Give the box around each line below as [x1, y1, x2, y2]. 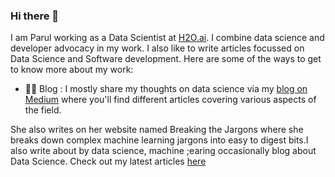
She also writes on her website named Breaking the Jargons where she [10, 124, 304, 136]
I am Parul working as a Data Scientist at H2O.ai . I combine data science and [10, 32, 325, 44]
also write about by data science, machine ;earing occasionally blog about [10, 145, 317, 157]
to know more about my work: [10, 64, 134, 76]
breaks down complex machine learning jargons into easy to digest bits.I [10, 134, 309, 146]
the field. [24, 104, 62, 116]
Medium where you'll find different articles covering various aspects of [24, 94, 317, 106]
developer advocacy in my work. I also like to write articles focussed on [10, 42, 305, 54]
